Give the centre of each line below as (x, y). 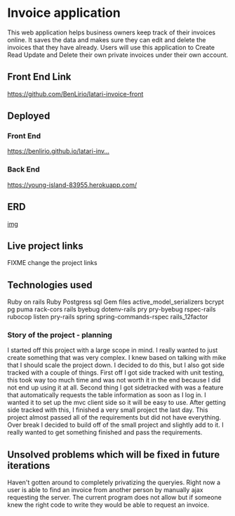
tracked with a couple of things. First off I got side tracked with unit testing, (116, 373)
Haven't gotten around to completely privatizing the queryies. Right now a (114, 482)
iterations (29, 465)
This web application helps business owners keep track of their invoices (112, 32)
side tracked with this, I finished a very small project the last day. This (108, 410)
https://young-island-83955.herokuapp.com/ (72, 185)
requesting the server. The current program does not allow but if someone (115, 498)
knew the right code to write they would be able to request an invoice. (108, 505)
